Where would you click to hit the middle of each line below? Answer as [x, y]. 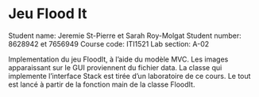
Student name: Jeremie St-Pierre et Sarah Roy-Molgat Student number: [125, 35]
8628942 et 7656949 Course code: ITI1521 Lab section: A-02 [109, 43]
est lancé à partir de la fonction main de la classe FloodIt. [102, 84]
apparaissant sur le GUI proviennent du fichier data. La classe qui [115, 67]
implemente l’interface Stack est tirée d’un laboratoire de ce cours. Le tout [129, 76]
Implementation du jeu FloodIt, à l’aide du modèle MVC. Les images [118, 59]
